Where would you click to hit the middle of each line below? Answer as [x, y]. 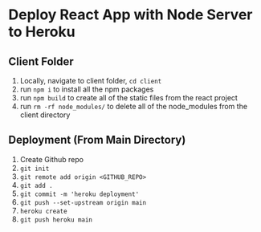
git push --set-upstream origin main [83, 202]
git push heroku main [56, 220]
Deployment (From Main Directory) [97, 140]
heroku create [43, 211]
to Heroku [42, 32]
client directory [45, 115]
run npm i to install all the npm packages [87, 89]
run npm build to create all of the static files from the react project [129, 98]
